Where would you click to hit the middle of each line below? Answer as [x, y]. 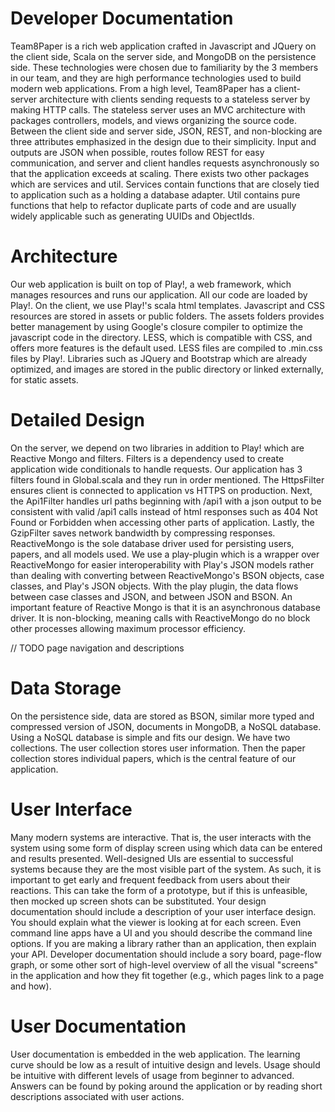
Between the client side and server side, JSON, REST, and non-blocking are [166, 131]
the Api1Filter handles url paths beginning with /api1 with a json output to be [166, 501]
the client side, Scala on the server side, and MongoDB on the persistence [163, 56]
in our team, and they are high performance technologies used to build [156, 78]
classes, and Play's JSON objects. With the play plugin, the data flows [154, 586]
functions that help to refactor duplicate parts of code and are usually [153, 205]
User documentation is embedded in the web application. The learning [155, 1054]
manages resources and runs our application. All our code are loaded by [159, 294]
